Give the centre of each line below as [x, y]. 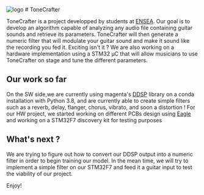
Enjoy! [14, 185]
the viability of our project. [40, 174]
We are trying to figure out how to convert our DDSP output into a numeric [100, 154]
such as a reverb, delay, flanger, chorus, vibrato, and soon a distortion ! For [101, 107]
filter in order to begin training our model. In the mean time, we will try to [97, 160]
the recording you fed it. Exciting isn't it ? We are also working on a [90, 47]
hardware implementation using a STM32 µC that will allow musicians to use [102, 54]
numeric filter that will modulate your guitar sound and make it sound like [98, 41]
